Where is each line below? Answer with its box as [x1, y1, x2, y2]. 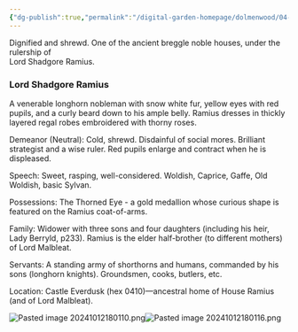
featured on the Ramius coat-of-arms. [9, 205, 148, 217]
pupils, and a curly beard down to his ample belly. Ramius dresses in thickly [9, 107, 286, 118]
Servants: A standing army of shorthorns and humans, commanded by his [9, 259, 279, 270]
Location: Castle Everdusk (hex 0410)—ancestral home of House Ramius [9, 285, 275, 297]
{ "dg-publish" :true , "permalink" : [9, 12, 133, 22]
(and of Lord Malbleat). [9, 295, 93, 305]
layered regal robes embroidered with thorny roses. [9, 117, 197, 127]
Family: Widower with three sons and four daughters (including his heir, [9, 223, 270, 234]
